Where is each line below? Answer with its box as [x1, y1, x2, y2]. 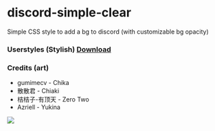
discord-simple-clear [7, 5, 132, 21]
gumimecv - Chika [16, 79, 70, 87]
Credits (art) [7, 63, 49, 73]
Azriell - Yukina [16, 103, 60, 111]
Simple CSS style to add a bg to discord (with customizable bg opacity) [7, 27, 210, 36]
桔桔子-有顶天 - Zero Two [16, 95, 89, 104]
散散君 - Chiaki [16, 87, 60, 95]
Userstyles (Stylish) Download [7, 45, 111, 54]
